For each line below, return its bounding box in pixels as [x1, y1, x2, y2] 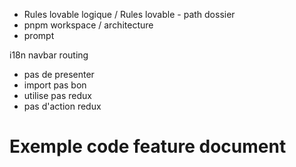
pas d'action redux [23, 100, 102, 112]
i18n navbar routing [9, 49, 89, 61]
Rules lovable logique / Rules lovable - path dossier [23, 9, 236, 20]
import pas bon [23, 79, 87, 91]
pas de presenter [23, 69, 95, 80]
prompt [23, 30, 55, 41]
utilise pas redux [23, 90, 92, 101]
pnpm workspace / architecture [23, 19, 154, 31]
